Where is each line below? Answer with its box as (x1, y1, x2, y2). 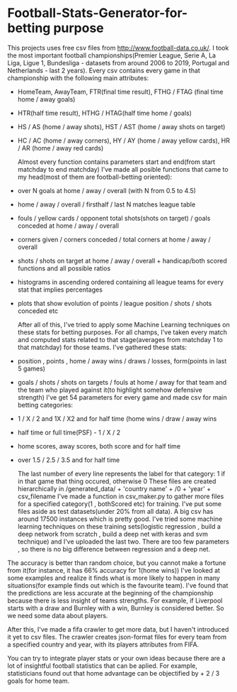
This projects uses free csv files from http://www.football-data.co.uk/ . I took (7, 43, 229, 52)
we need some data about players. (7, 611, 108, 620)
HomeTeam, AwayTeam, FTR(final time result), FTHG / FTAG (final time (17, 87, 224, 96)
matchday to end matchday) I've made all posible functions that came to (17, 165, 229, 173)
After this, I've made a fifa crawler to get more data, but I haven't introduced (7, 625, 229, 633)
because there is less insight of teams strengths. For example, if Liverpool (7, 596, 223, 605)
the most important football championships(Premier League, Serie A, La (7, 51, 216, 60)
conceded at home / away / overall (17, 221, 119, 230)
